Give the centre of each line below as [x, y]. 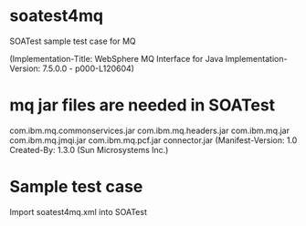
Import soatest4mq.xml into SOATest [79, 211]
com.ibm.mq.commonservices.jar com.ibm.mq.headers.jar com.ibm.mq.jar [150, 130]
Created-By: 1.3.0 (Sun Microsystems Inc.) [89, 149]
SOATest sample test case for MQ [73, 41]
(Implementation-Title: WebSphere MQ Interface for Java [116, 58]
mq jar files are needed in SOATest [142, 105]
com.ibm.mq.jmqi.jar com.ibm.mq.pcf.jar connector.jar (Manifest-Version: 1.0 [153, 140]
